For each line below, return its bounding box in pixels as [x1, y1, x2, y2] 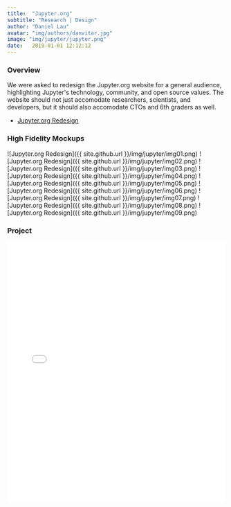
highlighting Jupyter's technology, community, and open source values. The [7, 88, 224, 97]
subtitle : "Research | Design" [7, 17, 98, 24]
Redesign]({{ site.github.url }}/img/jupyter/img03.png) [44, 164, 198, 172]
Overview [7, 65, 41, 75]
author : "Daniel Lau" [7, 23, 70, 30]
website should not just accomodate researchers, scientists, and [7, 96, 192, 104]
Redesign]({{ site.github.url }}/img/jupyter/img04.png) [44, 171, 198, 180]
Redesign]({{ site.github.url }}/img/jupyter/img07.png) [44, 193, 196, 202]
